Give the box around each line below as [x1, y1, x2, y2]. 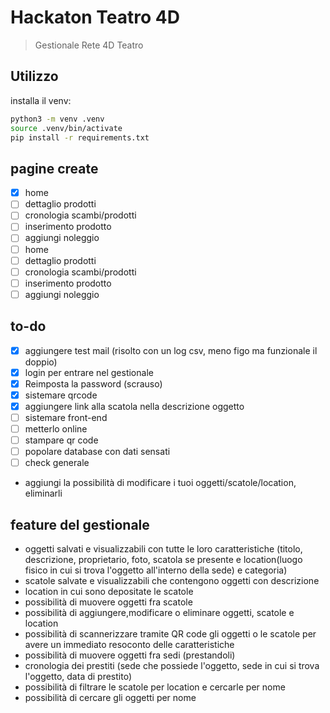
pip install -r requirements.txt [10, 132, 150, 143]
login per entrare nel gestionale [24, 366, 154, 378]
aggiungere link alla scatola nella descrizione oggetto [24, 400, 245, 412]
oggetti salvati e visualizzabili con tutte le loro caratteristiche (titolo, [24, 543, 303, 555]
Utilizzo [10, 68, 59, 85]
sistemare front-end [24, 411, 108, 423]
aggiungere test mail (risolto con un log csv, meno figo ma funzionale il [24, 344, 318, 356]
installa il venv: [10, 94, 72, 106]
